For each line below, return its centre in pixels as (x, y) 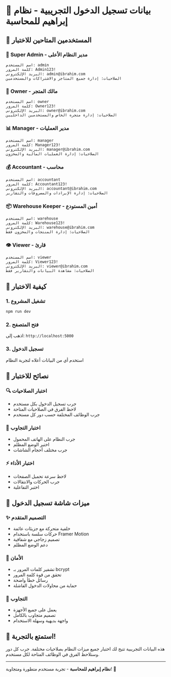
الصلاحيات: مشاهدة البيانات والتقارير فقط (50, 271)
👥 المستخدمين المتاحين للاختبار (49, 40)
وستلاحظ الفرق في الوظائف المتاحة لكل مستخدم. (53, 654)
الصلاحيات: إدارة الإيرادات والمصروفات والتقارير (57, 193)
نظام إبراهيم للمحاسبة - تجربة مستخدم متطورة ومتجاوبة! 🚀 (61, 669)
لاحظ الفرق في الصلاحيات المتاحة (45, 409)
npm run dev (18, 312)
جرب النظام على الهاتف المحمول (44, 439)
